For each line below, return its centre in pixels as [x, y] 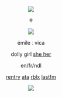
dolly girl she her [31, 54]
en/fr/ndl [31, 66]
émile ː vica [31, 43]
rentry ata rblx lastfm [31, 77]
